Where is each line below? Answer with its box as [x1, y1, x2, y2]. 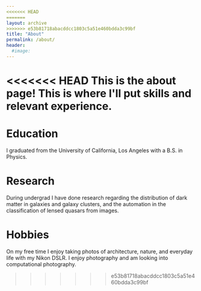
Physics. [6, 153, 28, 160]
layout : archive [6, 20, 47, 26]
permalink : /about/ [6, 37, 55, 43]
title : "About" [6, 31, 45, 37]
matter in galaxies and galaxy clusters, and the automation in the [6, 200, 167, 207]
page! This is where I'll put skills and [6, 87, 191, 100]
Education [6, 127, 58, 141]
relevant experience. [6, 99, 113, 113]
